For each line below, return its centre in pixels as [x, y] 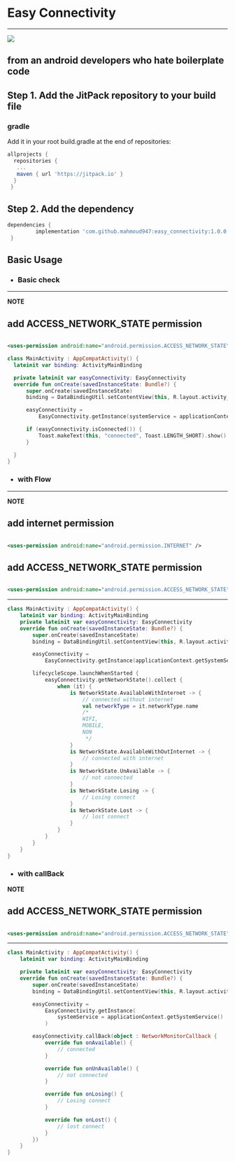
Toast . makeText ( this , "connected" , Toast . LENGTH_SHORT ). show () [133, 435]
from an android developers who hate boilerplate [116, 61]
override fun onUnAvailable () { [92, 1068]
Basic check [38, 280]
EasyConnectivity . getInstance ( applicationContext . [120, 661]
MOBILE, [93, 726]
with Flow [34, 480]
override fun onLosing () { [84, 1094]
